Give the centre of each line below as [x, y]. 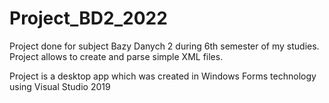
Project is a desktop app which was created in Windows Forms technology [163, 76]
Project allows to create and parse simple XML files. [116, 56]
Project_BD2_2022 [88, 18]
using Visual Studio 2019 [60, 86]
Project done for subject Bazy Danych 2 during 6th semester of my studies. [164, 46]
